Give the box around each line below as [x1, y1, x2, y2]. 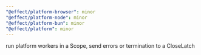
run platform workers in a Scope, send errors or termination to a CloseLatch [5, 42, 196, 50]
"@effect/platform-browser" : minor [5, 8, 96, 15]
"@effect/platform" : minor [5, 25, 74, 32]
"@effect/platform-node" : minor [5, 15, 87, 21]
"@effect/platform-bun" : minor [5, 20, 85, 26]
